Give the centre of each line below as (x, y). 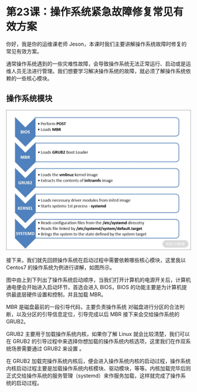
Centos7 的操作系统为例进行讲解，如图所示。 (61, 267)
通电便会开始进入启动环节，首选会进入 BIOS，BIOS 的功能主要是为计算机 (94, 287)
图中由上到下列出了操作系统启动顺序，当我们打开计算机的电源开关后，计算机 (98, 280)
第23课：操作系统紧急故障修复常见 (90, 12)
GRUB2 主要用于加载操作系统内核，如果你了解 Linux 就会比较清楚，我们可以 (98, 334)
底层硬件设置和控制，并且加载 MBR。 (61, 295)
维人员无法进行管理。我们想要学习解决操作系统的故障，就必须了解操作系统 (96, 71)
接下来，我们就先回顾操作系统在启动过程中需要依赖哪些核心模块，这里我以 (96, 260)
